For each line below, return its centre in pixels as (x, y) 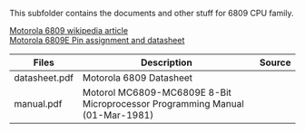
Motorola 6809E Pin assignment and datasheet (97, 40)
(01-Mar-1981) (118, 115)
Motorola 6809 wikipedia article (69, 30)
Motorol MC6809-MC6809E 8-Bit (157, 92)
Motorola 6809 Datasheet (138, 78)
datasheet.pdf (44, 78)
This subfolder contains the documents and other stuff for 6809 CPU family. (152, 13)
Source (275, 62)
